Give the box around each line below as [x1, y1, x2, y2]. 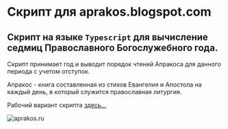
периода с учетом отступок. [7, 68, 90, 75]
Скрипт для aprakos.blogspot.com [7, 4, 212, 20]
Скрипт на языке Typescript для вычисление [7, 31, 209, 43]
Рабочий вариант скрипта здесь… [7, 101, 107, 109]
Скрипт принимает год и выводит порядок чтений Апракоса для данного [7, 60, 221, 68]
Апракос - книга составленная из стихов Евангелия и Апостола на [7, 81, 202, 89]
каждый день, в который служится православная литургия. [7, 88, 182, 96]
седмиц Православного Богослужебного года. [7, 42, 218, 53]
